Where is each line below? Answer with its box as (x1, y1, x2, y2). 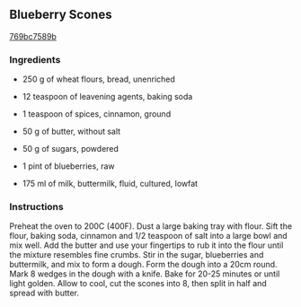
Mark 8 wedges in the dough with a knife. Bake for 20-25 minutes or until (9, 268, 280, 279)
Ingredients (9, 53, 61, 66)
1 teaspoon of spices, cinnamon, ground (22, 109, 172, 119)
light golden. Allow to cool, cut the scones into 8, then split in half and (9, 278, 267, 289)
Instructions (9, 201, 65, 214)
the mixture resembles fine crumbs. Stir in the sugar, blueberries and (9, 250, 264, 260)
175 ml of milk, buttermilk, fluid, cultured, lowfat (22, 179, 199, 189)
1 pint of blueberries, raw (22, 161, 115, 171)
